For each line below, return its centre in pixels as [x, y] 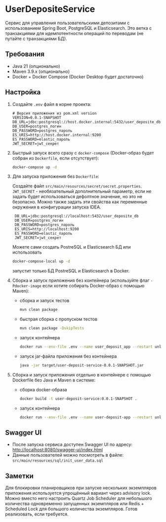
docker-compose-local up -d [41, 261]
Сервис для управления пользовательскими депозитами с [67, 23]
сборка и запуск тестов [44, 301]
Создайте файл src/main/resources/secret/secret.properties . [77, 186]
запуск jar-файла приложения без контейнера [68, 356]
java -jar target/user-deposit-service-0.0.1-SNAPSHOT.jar [82, 365]
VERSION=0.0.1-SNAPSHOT [37, 117]
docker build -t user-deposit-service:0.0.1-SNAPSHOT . [78, 399]
